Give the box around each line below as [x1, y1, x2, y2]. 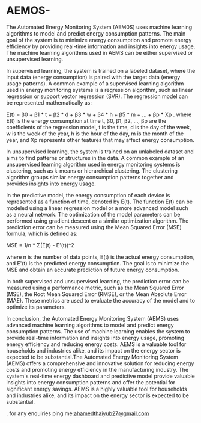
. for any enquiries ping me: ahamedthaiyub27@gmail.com [6, 410, 149, 417]
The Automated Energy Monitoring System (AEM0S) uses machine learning [6, 23, 193, 31]
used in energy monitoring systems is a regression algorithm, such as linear [6, 86, 193, 93]
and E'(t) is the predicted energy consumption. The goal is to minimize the [6, 259, 190, 267]
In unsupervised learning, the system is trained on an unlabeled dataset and [6, 148, 194, 155]
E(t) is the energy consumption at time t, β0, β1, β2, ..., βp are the [6, 117, 167, 124]
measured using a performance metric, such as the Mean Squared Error [6, 284, 184, 291]
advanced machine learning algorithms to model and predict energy [6, 321, 174, 329]
